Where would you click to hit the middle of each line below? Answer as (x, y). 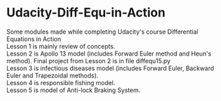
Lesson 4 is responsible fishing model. (61, 82)
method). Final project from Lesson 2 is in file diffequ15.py (89, 60)
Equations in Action (34, 38)
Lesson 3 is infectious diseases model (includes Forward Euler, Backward (110, 68)
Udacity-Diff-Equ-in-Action (86, 13)
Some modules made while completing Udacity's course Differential (102, 32)
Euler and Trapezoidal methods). (53, 75)
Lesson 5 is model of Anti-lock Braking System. (73, 90)
